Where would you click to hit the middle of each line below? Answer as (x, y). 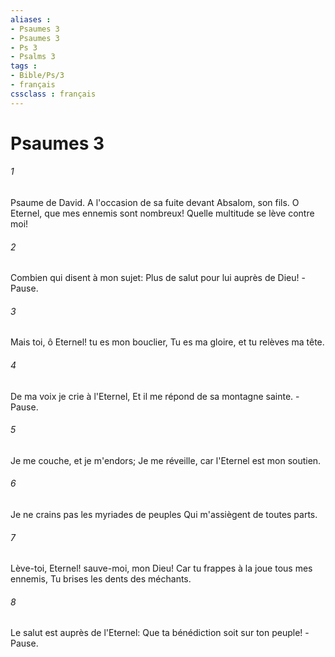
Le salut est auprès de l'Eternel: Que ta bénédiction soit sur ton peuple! (156, 633)
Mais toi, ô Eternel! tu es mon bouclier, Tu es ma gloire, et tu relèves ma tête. (167, 342)
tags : (24, 66)
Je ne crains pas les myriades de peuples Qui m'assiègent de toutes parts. (164, 515)
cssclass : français (53, 94)
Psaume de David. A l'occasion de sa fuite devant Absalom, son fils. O (155, 203)
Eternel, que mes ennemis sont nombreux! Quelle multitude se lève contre (162, 213)
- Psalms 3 (33, 57)
